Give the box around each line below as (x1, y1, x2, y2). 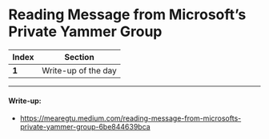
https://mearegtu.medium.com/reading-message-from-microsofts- (19, 113, 242, 123)
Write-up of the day (42, 65, 118, 76)
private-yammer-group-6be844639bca (19, 122, 151, 132)
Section (63, 51, 94, 62)
